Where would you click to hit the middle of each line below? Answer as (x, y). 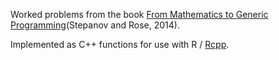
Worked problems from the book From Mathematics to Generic (139, 14)
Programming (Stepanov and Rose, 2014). (95, 25)
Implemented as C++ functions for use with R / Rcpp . (120, 44)
